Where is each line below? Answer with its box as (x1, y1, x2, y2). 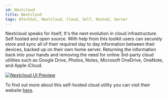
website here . (5, 87, 34, 93)
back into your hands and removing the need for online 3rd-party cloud (5, 52, 154, 58)
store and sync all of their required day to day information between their (5, 41, 155, 47)
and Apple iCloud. (5, 62, 43, 68)
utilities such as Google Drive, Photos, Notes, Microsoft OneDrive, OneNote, (5, 57, 163, 63)
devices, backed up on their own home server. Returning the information (5, 46, 156, 53)
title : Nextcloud (5, 12, 42, 17)
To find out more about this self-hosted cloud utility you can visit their (5, 82, 151, 88)
